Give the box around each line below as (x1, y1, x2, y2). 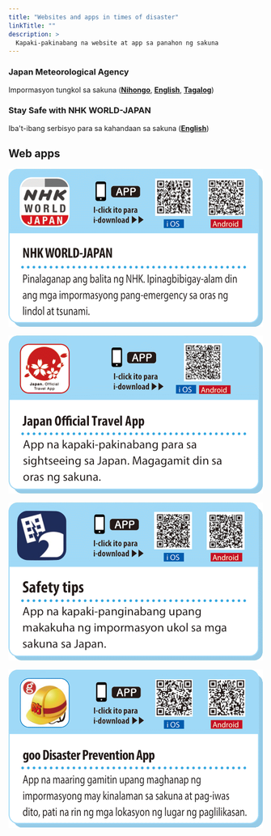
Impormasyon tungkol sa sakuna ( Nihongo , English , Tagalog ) (8, 85, 214, 95)
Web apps (8, 146, 61, 161)
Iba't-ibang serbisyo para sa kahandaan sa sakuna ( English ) (8, 123, 210, 133)
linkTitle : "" (8, 21, 57, 30)
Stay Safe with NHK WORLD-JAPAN (8, 105, 151, 117)
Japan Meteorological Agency (8, 66, 129, 78)
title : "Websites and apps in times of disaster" (8, 13, 180, 21)
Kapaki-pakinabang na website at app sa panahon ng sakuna (15, 39, 219, 47)
